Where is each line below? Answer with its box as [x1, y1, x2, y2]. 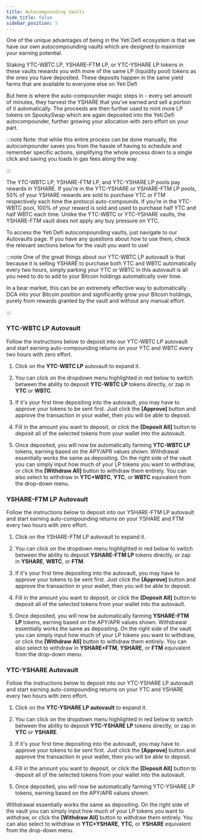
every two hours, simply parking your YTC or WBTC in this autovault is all [6, 267, 188, 274]
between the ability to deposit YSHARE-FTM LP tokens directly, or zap [14, 551, 191, 558]
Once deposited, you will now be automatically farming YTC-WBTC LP [14, 441, 191, 448]
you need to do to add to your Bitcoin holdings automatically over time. [6, 273, 182, 280]
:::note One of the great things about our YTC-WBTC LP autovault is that [6, 253, 185, 260]
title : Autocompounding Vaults [6, 8, 85, 15]
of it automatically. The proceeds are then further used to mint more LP [6, 105, 183, 112]
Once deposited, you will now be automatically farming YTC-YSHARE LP [14, 783, 195, 790]
